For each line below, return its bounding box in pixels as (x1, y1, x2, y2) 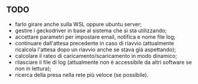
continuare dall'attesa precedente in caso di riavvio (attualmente (14, 39, 175, 46)
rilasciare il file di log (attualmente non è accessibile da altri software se (14, 58, 192, 66)
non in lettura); (14, 65, 52, 72)
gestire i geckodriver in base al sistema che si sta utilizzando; (14, 27, 167, 34)
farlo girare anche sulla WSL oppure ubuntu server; (14, 20, 142, 27)
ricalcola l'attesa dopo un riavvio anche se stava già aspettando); (14, 46, 176, 53)
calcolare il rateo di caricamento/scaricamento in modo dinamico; (14, 52, 178, 59)
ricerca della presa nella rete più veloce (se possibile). (14, 71, 149, 78)
